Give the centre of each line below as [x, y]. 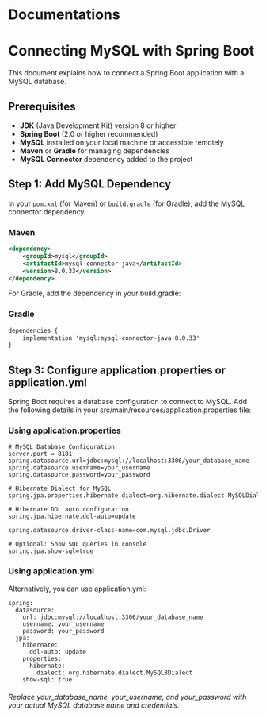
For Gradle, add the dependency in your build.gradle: [95, 293]
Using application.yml [51, 571]
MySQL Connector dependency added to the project [106, 159]
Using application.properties [65, 430]
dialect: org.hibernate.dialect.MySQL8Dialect [115, 673]
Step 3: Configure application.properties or [117, 370]
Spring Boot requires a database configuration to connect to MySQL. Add [128, 402]
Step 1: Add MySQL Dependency [90, 184]
